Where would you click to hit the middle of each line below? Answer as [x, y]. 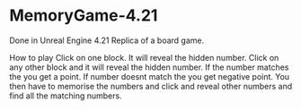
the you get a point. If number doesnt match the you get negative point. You [150, 76]
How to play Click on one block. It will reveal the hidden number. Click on [144, 57]
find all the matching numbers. [66, 96]
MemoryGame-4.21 [84, 16]
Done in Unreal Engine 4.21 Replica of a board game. [107, 40]
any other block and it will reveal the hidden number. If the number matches [149, 67]
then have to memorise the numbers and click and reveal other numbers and [151, 86]
